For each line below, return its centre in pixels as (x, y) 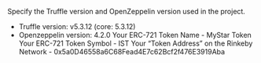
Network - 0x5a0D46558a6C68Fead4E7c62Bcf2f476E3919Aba (122, 52)
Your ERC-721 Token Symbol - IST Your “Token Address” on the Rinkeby (136, 43)
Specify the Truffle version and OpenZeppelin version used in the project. (126, 11)
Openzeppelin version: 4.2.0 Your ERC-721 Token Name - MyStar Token (135, 35)
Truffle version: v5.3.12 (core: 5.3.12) (77, 26)
